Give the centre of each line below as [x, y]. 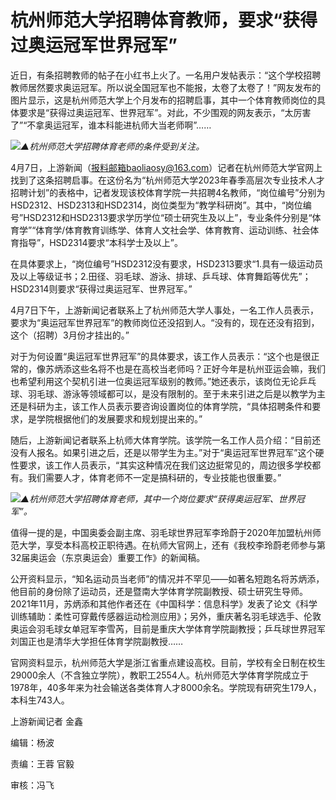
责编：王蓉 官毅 [42, 763]
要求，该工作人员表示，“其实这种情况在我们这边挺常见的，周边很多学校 [165, 465]
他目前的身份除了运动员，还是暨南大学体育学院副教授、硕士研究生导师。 [159, 591]
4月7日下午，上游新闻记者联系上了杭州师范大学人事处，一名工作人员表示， [164, 310]
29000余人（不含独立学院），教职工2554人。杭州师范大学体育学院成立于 [159, 675]
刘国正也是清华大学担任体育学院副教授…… [97, 641]
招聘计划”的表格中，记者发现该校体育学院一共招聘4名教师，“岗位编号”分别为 [168, 192]
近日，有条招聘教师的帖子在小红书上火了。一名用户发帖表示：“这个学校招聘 [166, 75]
